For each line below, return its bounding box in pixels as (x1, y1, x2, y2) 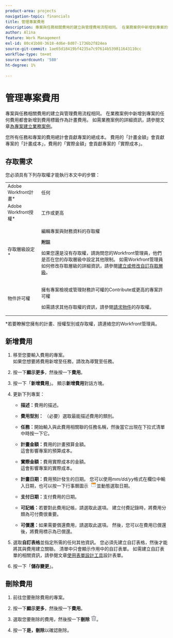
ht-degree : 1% (5, 62, 36, 68)
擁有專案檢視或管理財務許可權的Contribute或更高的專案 (41, 286, 159, 293)
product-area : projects (5, 8, 57, 13)
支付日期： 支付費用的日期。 (20, 493, 80, 500)
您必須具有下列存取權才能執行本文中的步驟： (5, 172, 100, 178)
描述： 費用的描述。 (20, 402, 62, 408)
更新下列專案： (12, 391, 45, 397)
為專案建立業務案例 (10, 123, 50, 130)
